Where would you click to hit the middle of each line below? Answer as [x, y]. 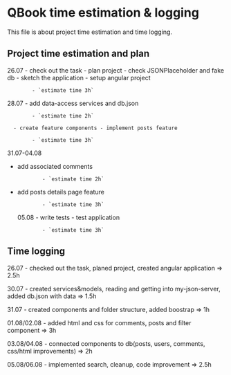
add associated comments [55, 166]
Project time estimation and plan [78, 54]
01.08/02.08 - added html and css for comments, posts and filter [99, 322]
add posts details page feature [61, 192]
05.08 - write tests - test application [68, 217]
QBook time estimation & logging [103, 13]
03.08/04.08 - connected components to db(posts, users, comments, [106, 343]
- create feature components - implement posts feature [95, 128]
